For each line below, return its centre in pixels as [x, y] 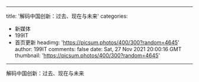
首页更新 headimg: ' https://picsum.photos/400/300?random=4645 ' [97, 42]
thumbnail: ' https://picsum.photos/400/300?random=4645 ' [87, 55]
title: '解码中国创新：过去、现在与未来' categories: [67, 16]
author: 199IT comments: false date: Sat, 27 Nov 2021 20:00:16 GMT [98, 49]
